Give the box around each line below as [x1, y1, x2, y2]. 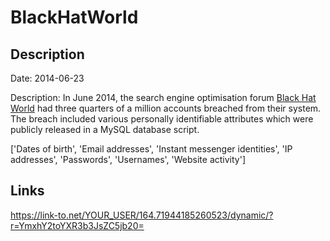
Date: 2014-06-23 [10, 72, 85, 84]
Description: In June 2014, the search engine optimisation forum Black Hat [10, 92, 317, 103]
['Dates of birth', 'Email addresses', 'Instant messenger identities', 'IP [10, 143, 293, 155]
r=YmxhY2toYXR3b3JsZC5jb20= [10, 219, 145, 231]
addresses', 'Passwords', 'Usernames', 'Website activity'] [10, 154, 247, 165]
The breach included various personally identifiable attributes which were [10, 113, 314, 125]
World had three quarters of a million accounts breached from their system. [10, 102, 322, 114]
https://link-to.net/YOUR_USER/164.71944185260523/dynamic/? [10, 209, 274, 221]
